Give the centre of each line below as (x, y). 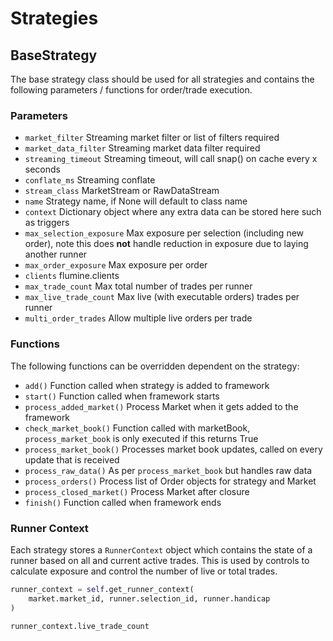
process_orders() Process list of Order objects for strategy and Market (170, 481)
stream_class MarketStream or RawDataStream (122, 191)
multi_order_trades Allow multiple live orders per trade (138, 318)
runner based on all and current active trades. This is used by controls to (160, 560)
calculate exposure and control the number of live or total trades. (144, 571)
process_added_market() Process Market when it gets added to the (161, 406)
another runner (56, 254)
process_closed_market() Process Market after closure (137, 491)
